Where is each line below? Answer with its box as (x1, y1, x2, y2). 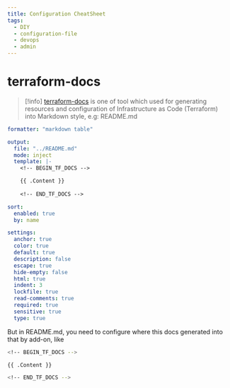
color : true (13, 242, 50, 249)
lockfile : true (13, 288, 59, 295)
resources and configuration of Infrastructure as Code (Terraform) (24, 104, 218, 113)
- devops (13, 37, 40, 44)
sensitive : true (13, 308, 62, 315)
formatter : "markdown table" (7, 125, 93, 133)
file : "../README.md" (13, 145, 78, 152)
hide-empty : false (13, 269, 69, 276)
